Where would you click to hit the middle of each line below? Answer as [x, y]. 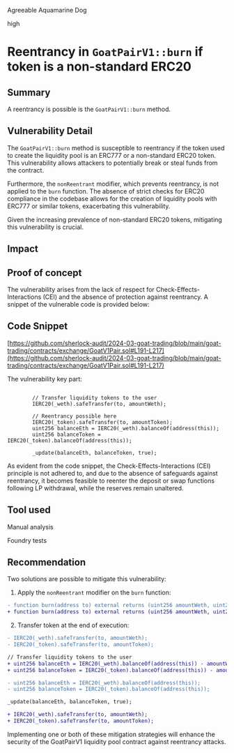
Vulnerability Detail [50, 131]
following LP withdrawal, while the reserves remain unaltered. [95, 488]
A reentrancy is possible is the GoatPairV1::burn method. [89, 109]
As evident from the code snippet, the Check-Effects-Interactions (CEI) [109, 466]
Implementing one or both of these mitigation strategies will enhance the [111, 734]
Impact [23, 249]
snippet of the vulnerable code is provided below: [78, 305]
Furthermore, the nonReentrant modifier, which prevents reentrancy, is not [113, 184]
